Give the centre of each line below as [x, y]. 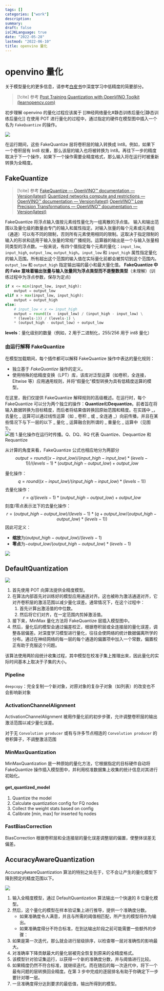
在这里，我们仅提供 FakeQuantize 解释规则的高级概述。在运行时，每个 [76, 397]
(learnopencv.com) [36, 102]
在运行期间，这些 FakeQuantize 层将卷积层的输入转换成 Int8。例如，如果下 [80, 144]
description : [18, 19]
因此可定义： [18, 527]
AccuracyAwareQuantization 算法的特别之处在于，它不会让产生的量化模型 [79, 872]
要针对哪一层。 [27, 977]
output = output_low [35, 291]
